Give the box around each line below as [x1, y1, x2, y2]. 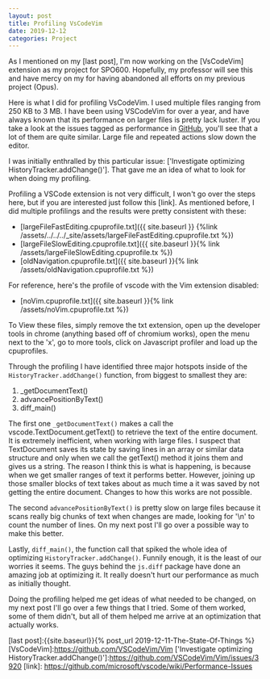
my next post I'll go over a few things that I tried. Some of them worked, [8, 603, 246, 613]
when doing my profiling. [8, 174, 91, 183]
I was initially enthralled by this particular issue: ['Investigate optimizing [8, 157, 245, 166]
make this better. [8, 529, 64, 539]
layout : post [8, 11, 52, 20]
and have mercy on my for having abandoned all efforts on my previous [8, 73, 246, 83]
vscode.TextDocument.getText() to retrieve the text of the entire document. [8, 427, 258, 437]
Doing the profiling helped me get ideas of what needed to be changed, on [8, 594, 256, 604]
